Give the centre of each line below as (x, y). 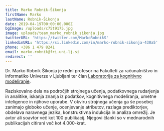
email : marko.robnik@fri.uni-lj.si (42, 52)
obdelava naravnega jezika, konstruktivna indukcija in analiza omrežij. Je (80, 112)
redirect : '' (19, 56)
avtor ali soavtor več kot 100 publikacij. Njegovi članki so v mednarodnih (80, 118)
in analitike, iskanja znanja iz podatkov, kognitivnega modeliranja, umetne (81, 96)
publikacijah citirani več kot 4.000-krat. (46, 123)
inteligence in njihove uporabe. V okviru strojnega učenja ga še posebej (79, 102)
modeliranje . (18, 81)
